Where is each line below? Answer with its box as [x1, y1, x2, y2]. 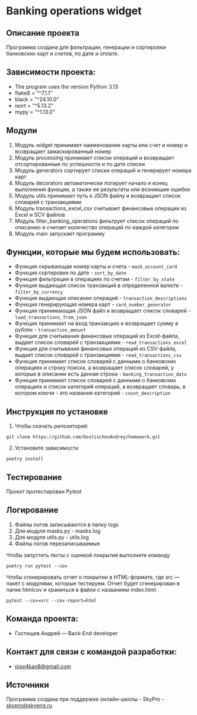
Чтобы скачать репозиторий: [14, 423, 89, 430]
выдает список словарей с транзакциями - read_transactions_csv [14, 351, 182, 358]
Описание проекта [6, 28, 80, 38]
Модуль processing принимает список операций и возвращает [14, 154, 174, 161]
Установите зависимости [14, 445, 79, 452]
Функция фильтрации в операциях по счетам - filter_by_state [14, 276, 175, 283]
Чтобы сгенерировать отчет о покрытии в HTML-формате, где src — [6, 573, 180, 580]
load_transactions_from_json [14, 314, 87, 321]
